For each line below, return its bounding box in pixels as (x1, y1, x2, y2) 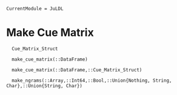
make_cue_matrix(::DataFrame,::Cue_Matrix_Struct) (12, 67, 142, 73)
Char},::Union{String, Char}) (6, 82, 83, 89)
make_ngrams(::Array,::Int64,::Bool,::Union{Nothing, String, (12, 77, 172, 84)
